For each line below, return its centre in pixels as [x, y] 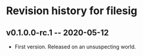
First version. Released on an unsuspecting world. [75, 47]
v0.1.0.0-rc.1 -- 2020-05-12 [57, 33]
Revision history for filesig [72, 11]
